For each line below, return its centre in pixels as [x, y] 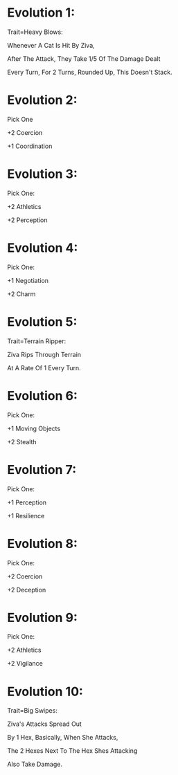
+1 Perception [27, 502]
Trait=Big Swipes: [32, 711]
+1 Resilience [26, 516]
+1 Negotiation [28, 280]
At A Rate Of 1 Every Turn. [44, 367]
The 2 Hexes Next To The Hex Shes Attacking [72, 751]
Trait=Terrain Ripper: [37, 341]
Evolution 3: [42, 174]
